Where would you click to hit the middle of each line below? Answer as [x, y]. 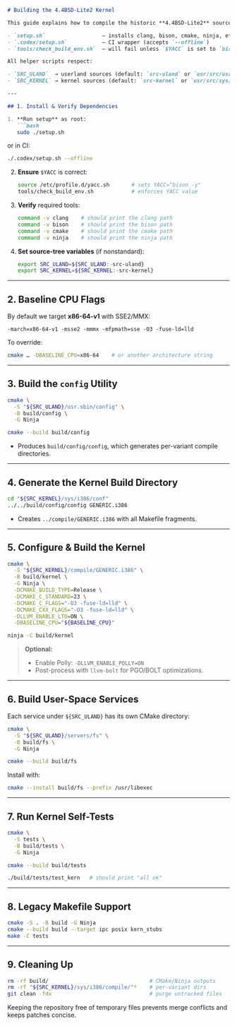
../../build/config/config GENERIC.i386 [68, 505]
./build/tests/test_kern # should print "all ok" [85, 878]
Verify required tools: [49, 205]
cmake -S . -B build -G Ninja [52, 923]
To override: [25, 342]
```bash [28, 126]
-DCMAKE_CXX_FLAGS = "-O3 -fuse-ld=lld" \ [74, 610]
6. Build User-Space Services [73, 699]
